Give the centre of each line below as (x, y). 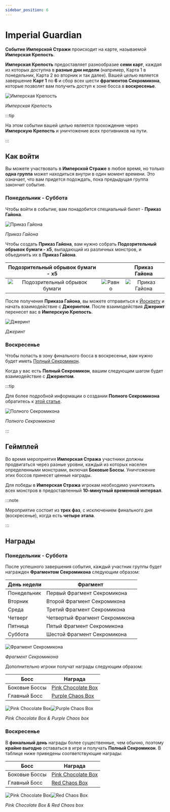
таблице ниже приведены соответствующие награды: (64, 753)
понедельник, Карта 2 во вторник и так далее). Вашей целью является (82, 75)
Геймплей (22, 447)
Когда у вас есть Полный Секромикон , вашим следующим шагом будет (84, 370)
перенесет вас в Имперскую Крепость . (49, 312)
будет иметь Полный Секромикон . (42, 361)
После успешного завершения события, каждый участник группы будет (83, 567)
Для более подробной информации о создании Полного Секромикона (82, 396)
